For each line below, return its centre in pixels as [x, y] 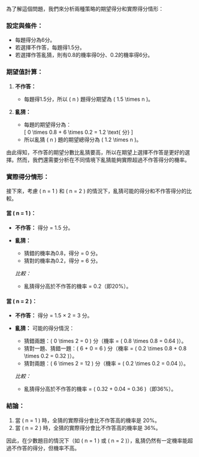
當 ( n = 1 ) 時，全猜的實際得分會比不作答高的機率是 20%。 [87, 420]
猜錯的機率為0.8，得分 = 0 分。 [62, 253]
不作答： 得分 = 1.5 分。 [44, 228]
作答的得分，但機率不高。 [48, 448]
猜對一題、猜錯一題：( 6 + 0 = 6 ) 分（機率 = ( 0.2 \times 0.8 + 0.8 [105, 348]
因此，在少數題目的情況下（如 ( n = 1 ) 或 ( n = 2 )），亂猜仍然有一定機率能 [97, 440]
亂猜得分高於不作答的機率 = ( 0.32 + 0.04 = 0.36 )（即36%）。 [100, 389]
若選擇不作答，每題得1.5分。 [50, 47]
